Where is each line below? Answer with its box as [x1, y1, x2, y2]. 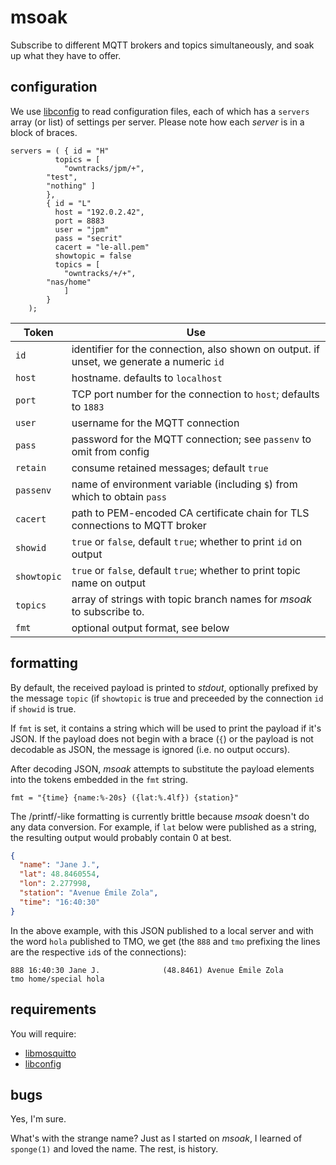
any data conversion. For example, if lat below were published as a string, [10, 821, 317, 833]
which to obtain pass [71, 489, 168, 503]
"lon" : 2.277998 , [19, 879, 92, 889]
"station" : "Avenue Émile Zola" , [19, 888, 159, 898]
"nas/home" [46, 277, 92, 287]
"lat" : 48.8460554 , [19, 869, 101, 880]
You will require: [10, 1027, 77, 1040]
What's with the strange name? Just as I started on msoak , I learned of [10, 1132, 303, 1145]
